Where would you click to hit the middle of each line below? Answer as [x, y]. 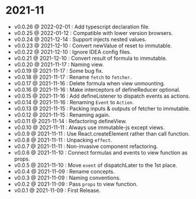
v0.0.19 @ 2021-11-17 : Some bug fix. [59, 70]
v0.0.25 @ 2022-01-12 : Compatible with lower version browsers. [93, 33]
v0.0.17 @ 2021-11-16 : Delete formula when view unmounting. [89, 83]
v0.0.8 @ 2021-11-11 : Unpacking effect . [63, 140]
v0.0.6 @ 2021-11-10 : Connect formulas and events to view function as [101, 152]
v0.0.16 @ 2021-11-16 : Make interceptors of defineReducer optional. [97, 89]
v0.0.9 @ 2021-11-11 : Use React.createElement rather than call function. [102, 133]
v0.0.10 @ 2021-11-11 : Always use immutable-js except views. [89, 127]
